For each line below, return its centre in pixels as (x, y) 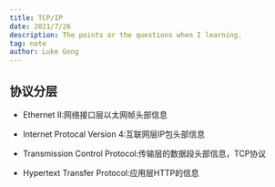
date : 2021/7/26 (40, 26)
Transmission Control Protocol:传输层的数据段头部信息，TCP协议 (144, 153)
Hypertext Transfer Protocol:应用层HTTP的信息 (111, 172)
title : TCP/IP (36, 18)
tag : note (28, 43)
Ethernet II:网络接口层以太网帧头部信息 (95, 114)
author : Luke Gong (44, 52)
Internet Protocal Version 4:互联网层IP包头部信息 (113, 134)
